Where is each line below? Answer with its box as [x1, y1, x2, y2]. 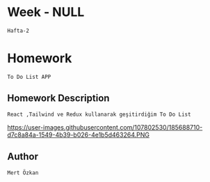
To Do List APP [7, 73, 51, 80]
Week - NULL [7, 4, 85, 20]
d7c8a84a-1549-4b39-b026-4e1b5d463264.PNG [7, 130, 150, 139]
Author [7, 151, 38, 162]
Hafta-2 [7, 27, 30, 34]
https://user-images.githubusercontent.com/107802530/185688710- [7, 123, 203, 131]
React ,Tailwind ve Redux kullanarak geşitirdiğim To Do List [7, 111, 191, 118]
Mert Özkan [7, 169, 39, 176]
